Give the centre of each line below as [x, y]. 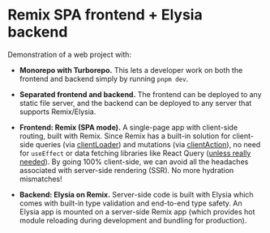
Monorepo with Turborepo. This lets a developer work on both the [131, 70]
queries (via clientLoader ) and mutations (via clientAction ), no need [148, 144]
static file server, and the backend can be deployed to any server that [135, 103]
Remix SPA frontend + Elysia [105, 15]
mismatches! [41, 179]
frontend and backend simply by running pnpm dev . [104, 78]
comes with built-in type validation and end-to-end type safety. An [131, 203]
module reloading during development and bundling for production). [133, 220]
